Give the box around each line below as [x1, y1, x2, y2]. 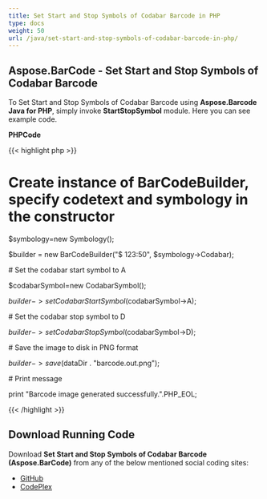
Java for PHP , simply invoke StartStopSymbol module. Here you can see [8, 106, 251, 116]
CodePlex [19, 481, 52, 491]
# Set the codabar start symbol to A [8, 265, 127, 275]
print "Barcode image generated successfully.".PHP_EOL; [8, 389, 198, 399]
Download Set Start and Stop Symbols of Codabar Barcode [8, 449, 207, 459]
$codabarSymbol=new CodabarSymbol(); [8, 281, 147, 290]
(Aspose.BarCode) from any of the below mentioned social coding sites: [8, 457, 249, 467]
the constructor [8, 207, 115, 226]
